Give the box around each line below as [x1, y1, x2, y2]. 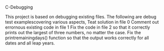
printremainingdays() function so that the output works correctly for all [5, 35, 149, 41]
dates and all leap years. [5, 40, 55, 46]
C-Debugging [5, 4, 33, 10]
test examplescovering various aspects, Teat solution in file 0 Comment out [5, 19, 159, 25]
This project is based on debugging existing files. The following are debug [5, 14, 157, 19]
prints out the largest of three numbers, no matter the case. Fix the [5, 30, 141, 35]
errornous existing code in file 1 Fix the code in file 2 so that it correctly [5, 24, 150, 30]
